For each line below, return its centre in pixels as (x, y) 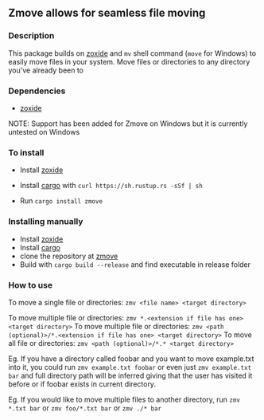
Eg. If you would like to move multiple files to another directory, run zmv (124, 399)
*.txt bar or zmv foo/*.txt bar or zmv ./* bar (85, 408)
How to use (31, 285)
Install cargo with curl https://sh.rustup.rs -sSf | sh (111, 186)
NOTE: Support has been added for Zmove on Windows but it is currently (128, 124)
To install (26, 152)
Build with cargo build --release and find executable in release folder (135, 264)
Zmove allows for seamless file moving (107, 13)
